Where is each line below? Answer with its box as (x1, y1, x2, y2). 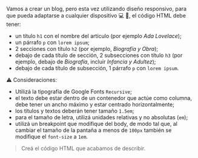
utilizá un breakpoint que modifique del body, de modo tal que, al (15, 120, 177, 127)
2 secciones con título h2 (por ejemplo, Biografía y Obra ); (15, 45, 159, 52)
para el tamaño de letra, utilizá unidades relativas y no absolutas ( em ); (15, 114, 188, 120)
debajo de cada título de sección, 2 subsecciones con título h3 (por (15, 51, 183, 59)
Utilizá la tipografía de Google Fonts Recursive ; (15, 88, 132, 95)
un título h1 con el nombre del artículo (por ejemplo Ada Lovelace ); (15, 33, 182, 39)
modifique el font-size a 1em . (15, 133, 88, 140)
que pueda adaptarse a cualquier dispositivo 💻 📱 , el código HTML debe (6, 12, 186, 19)
